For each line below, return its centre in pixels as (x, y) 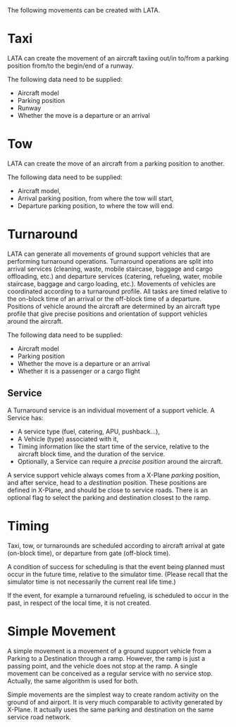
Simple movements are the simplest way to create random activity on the (113, 695)
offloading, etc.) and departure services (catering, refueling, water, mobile (115, 276)
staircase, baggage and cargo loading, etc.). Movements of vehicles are (112, 283)
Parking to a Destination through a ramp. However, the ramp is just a (106, 658)
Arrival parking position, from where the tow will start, (95, 198)
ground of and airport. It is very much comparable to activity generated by (115, 702)
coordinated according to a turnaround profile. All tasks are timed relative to (117, 291)
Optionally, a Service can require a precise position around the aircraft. (120, 461)
